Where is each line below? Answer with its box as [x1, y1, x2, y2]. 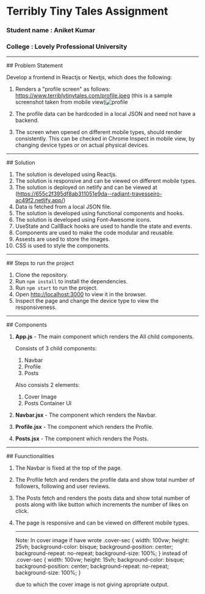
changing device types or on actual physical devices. [15, 141, 149, 149]
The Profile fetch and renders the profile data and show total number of [15, 476, 195, 484]
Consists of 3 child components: [15, 345, 97, 352]
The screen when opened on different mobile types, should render [15, 129, 183, 136]
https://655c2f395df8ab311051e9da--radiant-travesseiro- [17, 190, 163, 197]
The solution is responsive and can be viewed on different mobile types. [15, 177, 196, 185]
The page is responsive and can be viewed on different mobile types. [15, 519, 190, 526]
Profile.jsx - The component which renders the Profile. [15, 423, 154, 431]
